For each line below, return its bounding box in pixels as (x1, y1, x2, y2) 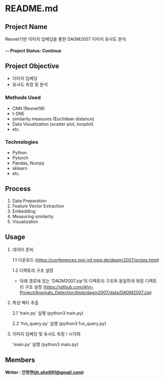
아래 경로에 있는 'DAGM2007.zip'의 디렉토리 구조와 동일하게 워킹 (19, 278, 144, 284)
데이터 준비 (12, 246, 34, 252)
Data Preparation (12, 197, 47, 204)
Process (5, 185, 31, 193)
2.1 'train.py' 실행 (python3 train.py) (12, 310, 83, 316)
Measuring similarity (12, 213, 54, 219)
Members (5, 356, 35, 364)
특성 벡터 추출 (12, 299, 39, 305)
